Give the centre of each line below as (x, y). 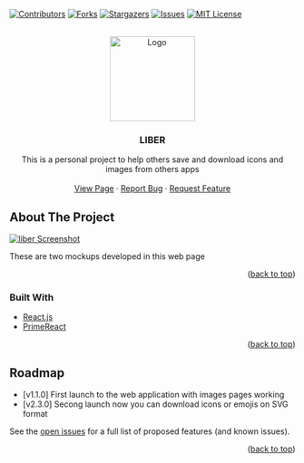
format (35, 414)
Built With (32, 297)
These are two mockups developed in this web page (108, 256)
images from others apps (152, 169)
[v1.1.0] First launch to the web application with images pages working (153, 395)
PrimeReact (44, 327)
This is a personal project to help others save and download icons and (152, 159)
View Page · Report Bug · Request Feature (152, 188)
